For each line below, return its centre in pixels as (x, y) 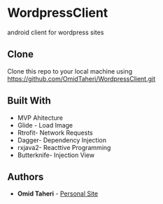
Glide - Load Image (45, 125)
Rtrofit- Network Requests (55, 132)
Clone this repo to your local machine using (70, 71)
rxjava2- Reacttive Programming (64, 147)
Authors (26, 177)
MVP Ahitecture (40, 118)
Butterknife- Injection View (56, 155)
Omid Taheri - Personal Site (58, 193)
